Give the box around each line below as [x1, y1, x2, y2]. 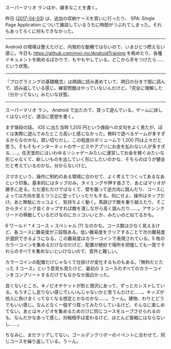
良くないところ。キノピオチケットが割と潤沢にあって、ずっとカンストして [5, 283, 160, 289]
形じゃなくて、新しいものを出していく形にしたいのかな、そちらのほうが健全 [5, 156, 165, 162]
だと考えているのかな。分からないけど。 [5, 162, 90, 169]
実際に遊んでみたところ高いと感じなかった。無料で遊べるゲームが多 [14, 131, 157, 136]
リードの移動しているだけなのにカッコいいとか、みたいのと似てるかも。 [5, 212, 157, 218]
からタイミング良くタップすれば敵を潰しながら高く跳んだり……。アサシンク [5, 205, 165, 211]
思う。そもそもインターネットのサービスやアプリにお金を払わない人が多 [5, 144, 157, 149]
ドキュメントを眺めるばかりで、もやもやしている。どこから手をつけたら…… [5, 57, 164, 62]
